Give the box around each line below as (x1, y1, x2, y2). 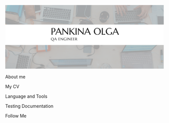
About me (5, 74, 26, 80)
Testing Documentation (5, 103, 54, 109)
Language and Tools (5, 93, 48, 99)
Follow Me (5, 113, 27, 119)
